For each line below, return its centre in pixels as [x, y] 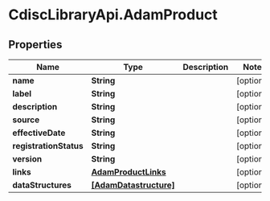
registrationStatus [48, 146]
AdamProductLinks [129, 172]
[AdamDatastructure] [133, 185]
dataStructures [42, 185]
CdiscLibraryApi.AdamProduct [113, 15]
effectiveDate [39, 133]
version [27, 159]
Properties [35, 45]
